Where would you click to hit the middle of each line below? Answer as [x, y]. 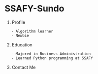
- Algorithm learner [32, 31]
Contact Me [24, 67]
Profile [18, 22]
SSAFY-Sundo [34, 9]
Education [22, 44]
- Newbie [20, 36]
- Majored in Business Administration [51, 54]
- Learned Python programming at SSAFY [52, 58]
